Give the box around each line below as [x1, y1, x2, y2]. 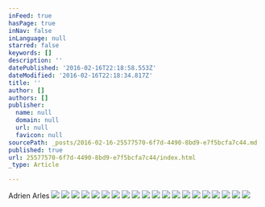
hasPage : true [8, 19, 56, 27]
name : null [15, 109, 52, 117]
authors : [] [8, 94, 48, 102]
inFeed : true [8, 11, 52, 20]
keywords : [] [8, 49, 52, 57]
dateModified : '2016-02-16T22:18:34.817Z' [8, 71, 153, 79]
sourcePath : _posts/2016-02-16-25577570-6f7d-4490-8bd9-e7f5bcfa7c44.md [8, 138, 258, 147]
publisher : [8, 101, 45, 109]
